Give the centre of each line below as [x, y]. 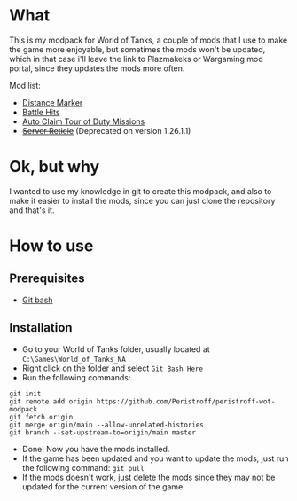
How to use [51, 246]
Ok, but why [55, 167]
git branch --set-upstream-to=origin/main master [103, 432]
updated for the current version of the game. [104, 486]
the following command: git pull [83, 467]
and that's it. [32, 210]
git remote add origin [51, 401]
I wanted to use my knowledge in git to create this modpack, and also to [141, 191]
